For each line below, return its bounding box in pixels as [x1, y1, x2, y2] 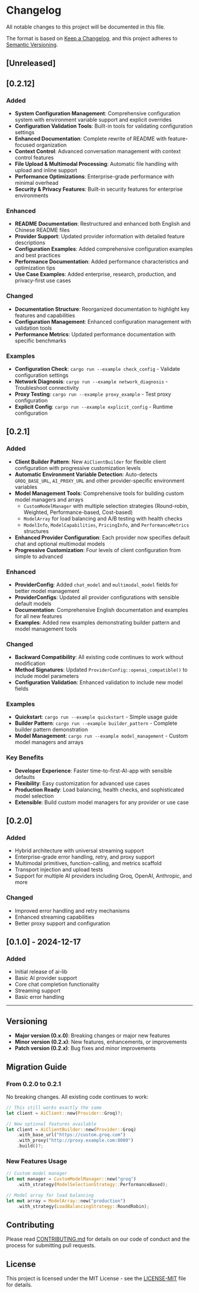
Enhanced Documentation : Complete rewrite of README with [14, 135, 167, 143]
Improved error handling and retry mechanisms [14, 907, 130, 914]
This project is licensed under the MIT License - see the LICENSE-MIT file [6, 1275, 187, 1282]
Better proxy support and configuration [14, 919, 111, 927]
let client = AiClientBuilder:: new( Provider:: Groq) [6, 1127, 136, 1133]
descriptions [14, 239, 46, 247]
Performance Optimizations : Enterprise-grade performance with [14, 173, 175, 180]
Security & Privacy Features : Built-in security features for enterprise [14, 185, 183, 193]
